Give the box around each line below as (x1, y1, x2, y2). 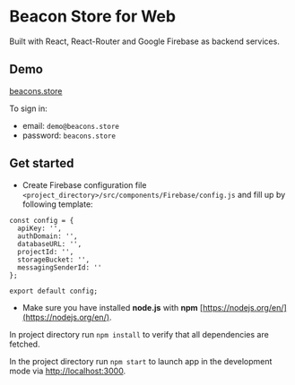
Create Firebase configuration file (22, 179, 147, 190)
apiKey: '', (17, 224, 63, 233)
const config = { (9, 216, 74, 225)
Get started (9, 156, 74, 171)
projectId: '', (17, 247, 74, 256)
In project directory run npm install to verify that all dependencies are (9, 329, 269, 339)
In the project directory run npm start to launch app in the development (9, 355, 273, 366)
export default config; (9, 287, 99, 295)
